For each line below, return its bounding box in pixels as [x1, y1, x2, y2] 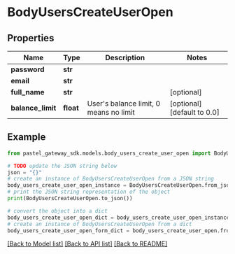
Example [7, 131, 46, 143]
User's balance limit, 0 [87, 99, 161, 108]
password [10, 64, 45, 74]
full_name [10, 87, 45, 97]
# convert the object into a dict [7, 207, 108, 214]
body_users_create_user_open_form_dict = [7, 227, 130, 234]
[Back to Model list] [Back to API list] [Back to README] [7, 239, 168, 248]
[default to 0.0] [169, 108, 220, 117]
